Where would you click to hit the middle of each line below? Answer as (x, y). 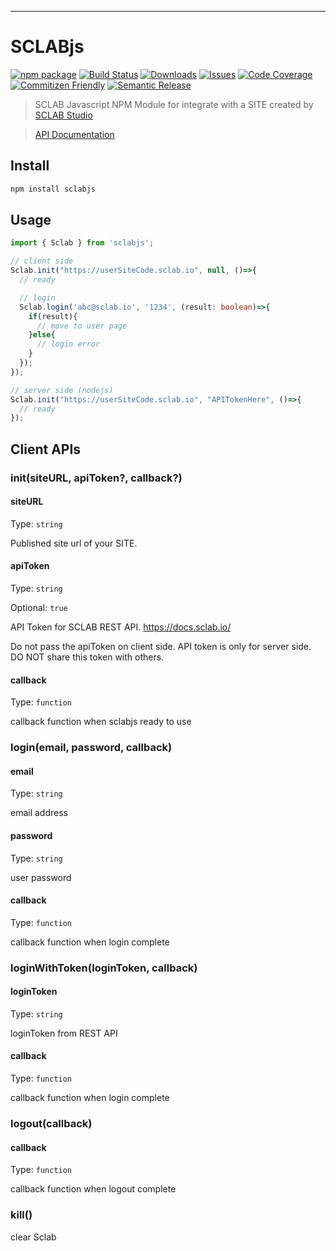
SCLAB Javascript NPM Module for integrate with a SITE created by (174, 104)
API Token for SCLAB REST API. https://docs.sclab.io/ (121, 627)
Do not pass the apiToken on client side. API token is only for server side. (161, 647)
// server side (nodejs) (62, 390)
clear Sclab (33, 1237)
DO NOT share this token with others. (87, 657)
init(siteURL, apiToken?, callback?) (96, 478)
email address (39, 813)
